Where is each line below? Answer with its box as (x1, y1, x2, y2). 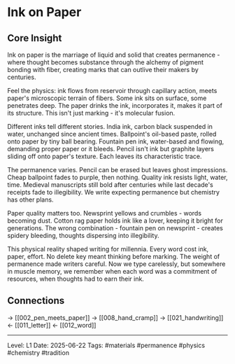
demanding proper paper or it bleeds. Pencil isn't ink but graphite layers (7, 145, 215, 153)
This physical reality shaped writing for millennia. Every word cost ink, (7, 245, 209, 253)
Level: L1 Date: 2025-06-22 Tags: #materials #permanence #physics (7, 341, 205, 349)
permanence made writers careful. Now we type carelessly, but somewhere (7, 260, 226, 268)
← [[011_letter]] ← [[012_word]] (7, 321, 97, 329)
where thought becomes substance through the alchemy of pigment (7, 58, 204, 66)
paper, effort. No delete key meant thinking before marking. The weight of (7, 253, 220, 260)
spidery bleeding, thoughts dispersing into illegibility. (7, 232, 159, 239)
